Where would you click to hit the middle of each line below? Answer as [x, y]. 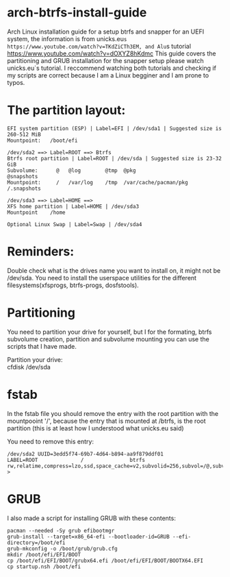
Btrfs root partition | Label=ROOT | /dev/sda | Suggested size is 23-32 [115, 158]
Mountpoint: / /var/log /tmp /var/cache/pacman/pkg [98, 182]
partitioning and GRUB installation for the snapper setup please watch [105, 60]
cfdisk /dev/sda [29, 367]
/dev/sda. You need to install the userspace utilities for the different [102, 278]
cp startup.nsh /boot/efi [44, 567]
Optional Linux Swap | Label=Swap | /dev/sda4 [75, 224]
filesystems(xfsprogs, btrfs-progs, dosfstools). [73, 285]
